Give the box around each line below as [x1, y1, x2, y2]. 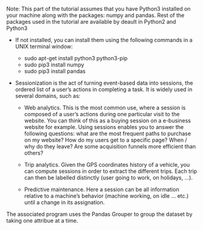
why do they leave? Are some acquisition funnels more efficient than [24, 143, 196, 150]
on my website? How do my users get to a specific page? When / [24, 136, 187, 144]
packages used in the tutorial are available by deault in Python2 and [6, 18, 176, 25]
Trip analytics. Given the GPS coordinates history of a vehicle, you [24, 161, 190, 168]
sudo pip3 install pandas [24, 68, 86, 75]
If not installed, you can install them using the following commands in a [15, 37, 193, 43]
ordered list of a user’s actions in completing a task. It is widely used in [15, 86, 193, 93]
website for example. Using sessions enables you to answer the [24, 124, 184, 130]
